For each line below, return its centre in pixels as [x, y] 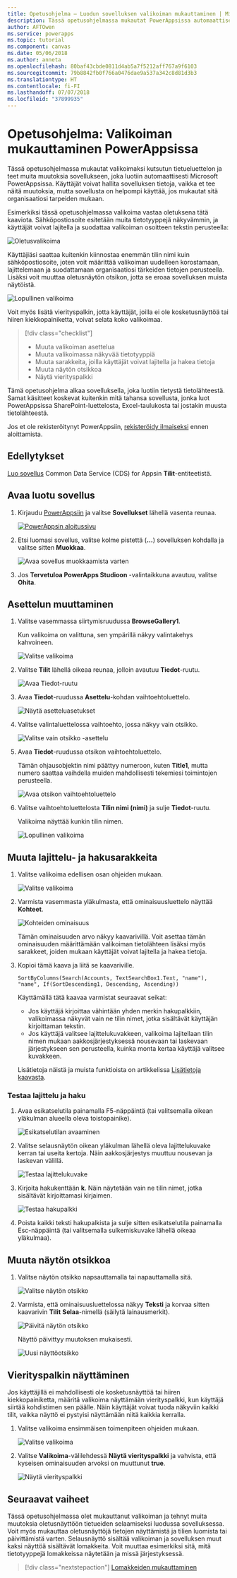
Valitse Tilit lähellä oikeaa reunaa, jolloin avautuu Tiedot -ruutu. [109, 670]
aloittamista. [25, 434]
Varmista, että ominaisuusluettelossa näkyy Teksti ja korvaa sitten [114, 1305]
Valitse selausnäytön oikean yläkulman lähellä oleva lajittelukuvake [114, 1146]
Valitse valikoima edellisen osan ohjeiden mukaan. [90, 874]
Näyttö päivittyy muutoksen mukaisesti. [75, 1339]
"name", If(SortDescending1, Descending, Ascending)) [98, 984]
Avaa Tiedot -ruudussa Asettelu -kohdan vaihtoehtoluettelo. [104, 697]
